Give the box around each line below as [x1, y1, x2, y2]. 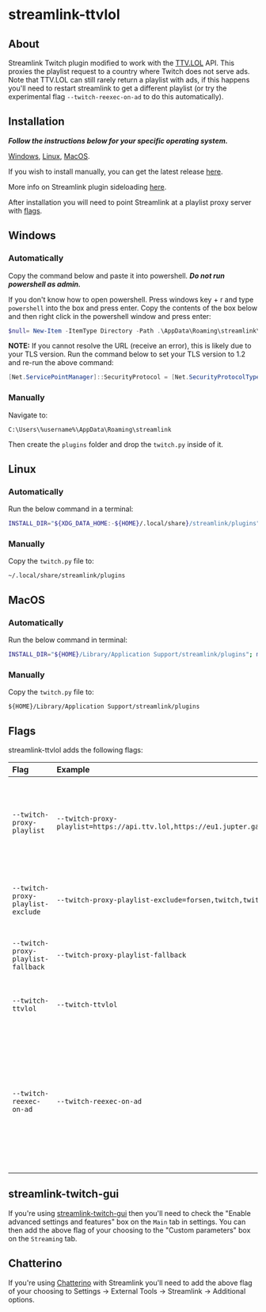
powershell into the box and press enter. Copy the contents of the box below [8, 303, 258, 313]
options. [8, 1295, 36, 1304]
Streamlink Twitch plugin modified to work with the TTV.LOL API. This [8, 58, 235, 67]
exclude [12, 907, 41, 917]
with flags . [8, 206, 43, 215]
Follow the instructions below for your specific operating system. [8, 136, 228, 145]
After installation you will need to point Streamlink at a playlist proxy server [8, 197, 252, 207]
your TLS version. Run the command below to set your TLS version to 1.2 [8, 349, 246, 359]
